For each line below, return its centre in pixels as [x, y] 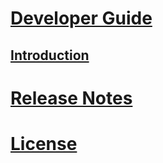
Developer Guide [81, 18]
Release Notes [71, 98]
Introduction [50, 55]
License [44, 143]
